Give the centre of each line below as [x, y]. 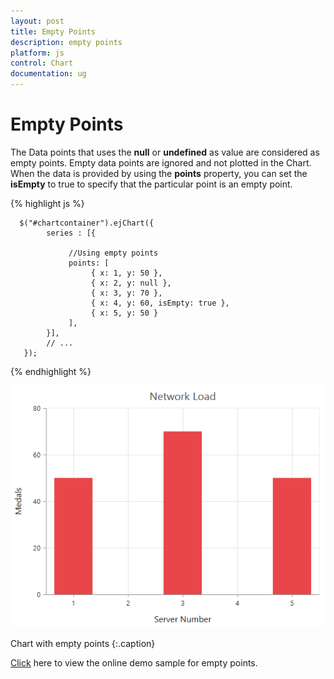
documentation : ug [48, 74]
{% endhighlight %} [51, 371]
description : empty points [66, 42]
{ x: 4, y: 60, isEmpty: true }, [160, 303]
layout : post [37, 21]
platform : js [37, 53]
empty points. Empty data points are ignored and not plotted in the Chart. [161, 162]
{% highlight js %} [47, 203]
